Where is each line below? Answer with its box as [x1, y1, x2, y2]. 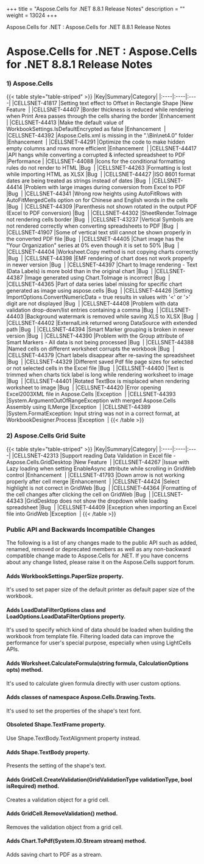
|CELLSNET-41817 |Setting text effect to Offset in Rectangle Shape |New [12, 100, 194, 107]
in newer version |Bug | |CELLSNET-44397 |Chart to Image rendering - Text [6, 261, 198, 268]
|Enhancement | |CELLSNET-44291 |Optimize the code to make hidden [6, 138, 185, 145]
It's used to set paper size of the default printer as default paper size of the [6, 586, 195, 593]
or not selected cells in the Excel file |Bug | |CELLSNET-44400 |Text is [6, 364, 185, 372]
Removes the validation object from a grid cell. [6, 823, 123, 831]
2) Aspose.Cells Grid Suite [6, 431, 86, 440]
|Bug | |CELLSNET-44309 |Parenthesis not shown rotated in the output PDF [6, 203, 198, 211]
